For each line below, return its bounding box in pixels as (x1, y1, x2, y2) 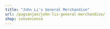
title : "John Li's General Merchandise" (5, 7, 90, 12)
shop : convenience (5, 16, 43, 21)
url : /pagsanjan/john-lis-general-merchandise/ (5, 12, 106, 17)
